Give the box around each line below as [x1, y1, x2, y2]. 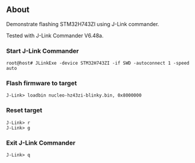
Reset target [6, 106, 43, 114]
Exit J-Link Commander [6, 139, 76, 147]
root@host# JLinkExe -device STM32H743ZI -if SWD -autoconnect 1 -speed [6, 60, 190, 66]
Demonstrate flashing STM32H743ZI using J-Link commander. [6, 20, 159, 27]
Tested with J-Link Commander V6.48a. [6, 32, 104, 39]
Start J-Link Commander [6, 47, 79, 55]
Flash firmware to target [6, 79, 77, 88]
